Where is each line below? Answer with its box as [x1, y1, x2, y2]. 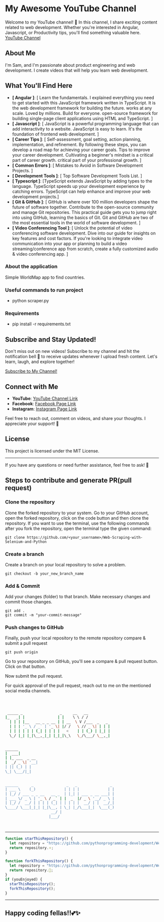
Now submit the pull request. [5, 673, 63, 679]
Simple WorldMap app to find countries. [5, 274, 85, 280]
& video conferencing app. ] [12, 251, 68, 257]
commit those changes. [5, 599, 53, 605]
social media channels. [5, 688, 51, 694]
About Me [5, 49, 36, 57]
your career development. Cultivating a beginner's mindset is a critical [12, 152, 154, 158]
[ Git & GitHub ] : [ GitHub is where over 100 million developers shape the [12, 199, 158, 205]
